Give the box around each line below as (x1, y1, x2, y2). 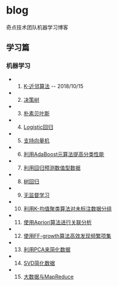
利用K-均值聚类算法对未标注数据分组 (23, 205, 112, 212)
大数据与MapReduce (23, 273, 74, 280)
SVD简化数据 (23, 260, 55, 267)
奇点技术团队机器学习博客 (6, 24, 68, 31)
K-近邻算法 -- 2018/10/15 (23, 82, 84, 89)
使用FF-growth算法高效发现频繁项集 (23, 232, 112, 239)
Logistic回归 (23, 123, 54, 130)
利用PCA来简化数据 (23, 245, 71, 253)
